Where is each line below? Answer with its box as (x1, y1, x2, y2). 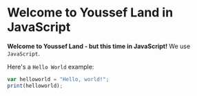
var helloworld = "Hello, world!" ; (7, 75, 110, 83)
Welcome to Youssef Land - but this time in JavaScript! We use (7, 42, 191, 50)
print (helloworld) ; (7, 82, 63, 89)
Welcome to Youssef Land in (7, 5, 174, 21)
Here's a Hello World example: (7, 62, 94, 71)
